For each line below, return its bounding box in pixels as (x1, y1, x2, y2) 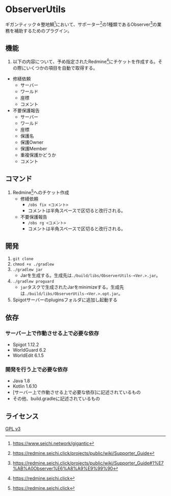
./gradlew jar (12, 267, 43, 272)
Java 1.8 (12, 378, 31, 384)
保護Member (20, 146, 47, 152)
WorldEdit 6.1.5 (12, 352, 44, 359)
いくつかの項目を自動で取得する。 (26, 65, 98, 71)
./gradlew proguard (12, 279, 54, 284)
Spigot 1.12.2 (12, 342, 39, 348)
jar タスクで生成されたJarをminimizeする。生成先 (20, 284, 124, 290)
